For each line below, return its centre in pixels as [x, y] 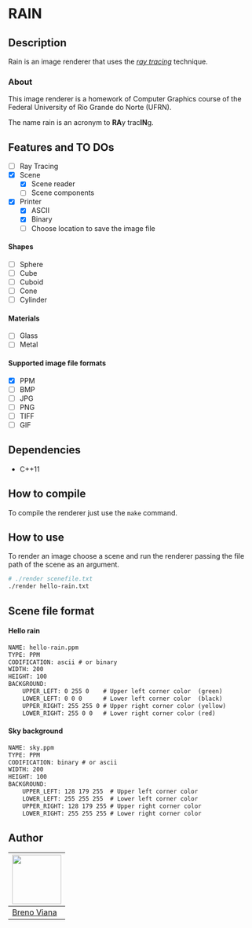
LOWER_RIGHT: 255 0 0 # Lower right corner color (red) [119, 713]
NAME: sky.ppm [31, 747]
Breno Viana [35, 912]
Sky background [36, 731]
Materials [24, 318]
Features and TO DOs [61, 147]
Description [37, 43]
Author [26, 838]
